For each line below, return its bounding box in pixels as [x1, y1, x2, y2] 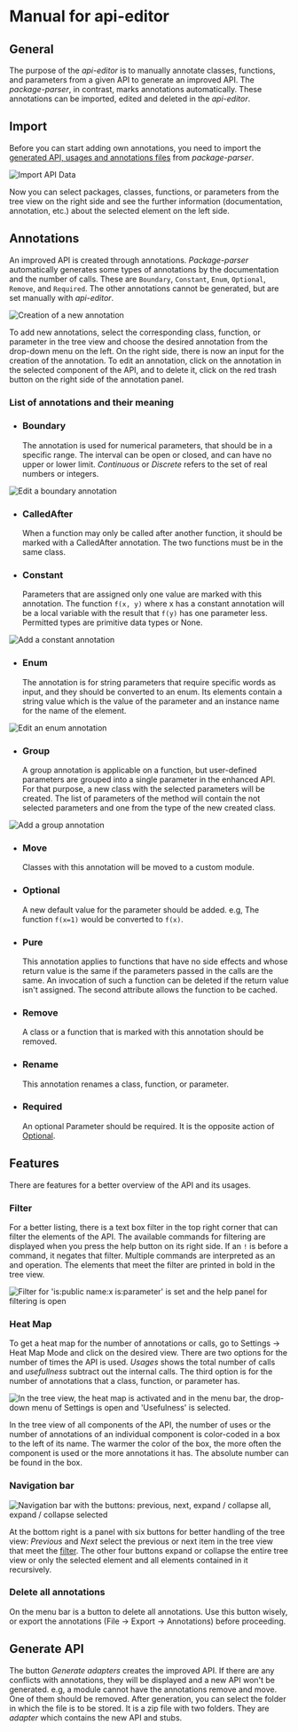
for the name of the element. [21, 705, 127, 716]
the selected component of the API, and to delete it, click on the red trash [9, 364, 278, 375]
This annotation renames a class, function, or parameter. [21, 1079, 229, 1089]
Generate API [9, 1641, 84, 1657]
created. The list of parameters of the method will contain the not [21, 793, 261, 804]
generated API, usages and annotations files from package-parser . [9, 152, 255, 162]
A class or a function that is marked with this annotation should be [21, 1027, 264, 1038]
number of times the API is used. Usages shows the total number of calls [9, 1356, 276, 1368]
